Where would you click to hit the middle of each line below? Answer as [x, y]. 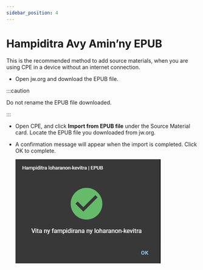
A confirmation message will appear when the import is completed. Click [106, 144]
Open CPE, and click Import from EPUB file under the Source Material [102, 126]
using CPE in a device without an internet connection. [74, 67]
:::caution [18, 91]
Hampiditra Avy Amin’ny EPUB [84, 43]
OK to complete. [36, 151]
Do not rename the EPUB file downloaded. [59, 102]
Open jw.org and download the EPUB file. [67, 78]
